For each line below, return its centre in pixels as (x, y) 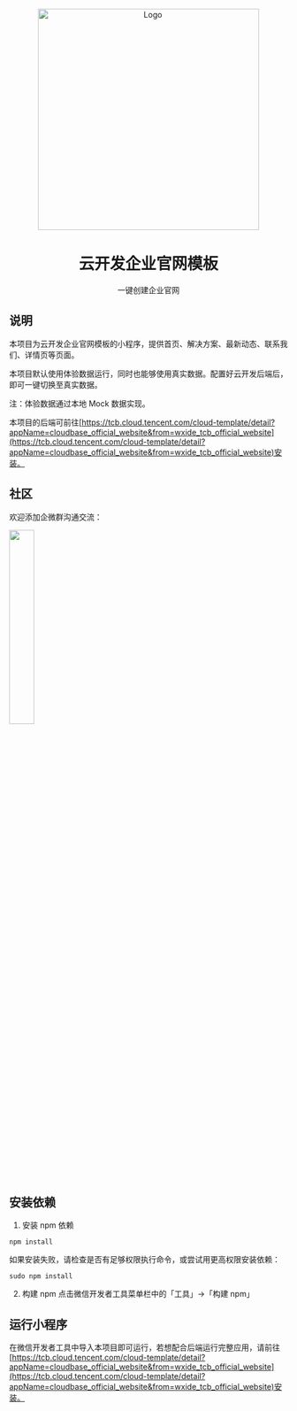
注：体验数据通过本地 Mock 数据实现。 (80, 403)
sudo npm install (41, 1276)
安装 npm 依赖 (48, 1225)
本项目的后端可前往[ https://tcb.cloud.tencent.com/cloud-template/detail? (142, 422)
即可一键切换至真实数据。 (56, 384)
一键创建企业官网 (148, 289)
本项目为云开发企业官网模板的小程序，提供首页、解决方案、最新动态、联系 (145, 343)
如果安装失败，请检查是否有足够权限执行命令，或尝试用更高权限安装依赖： (145, 1260)
